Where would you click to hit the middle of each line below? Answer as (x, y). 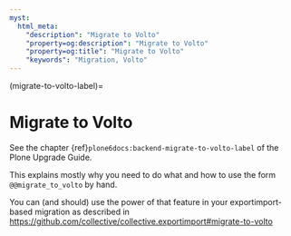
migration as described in (82, 211)
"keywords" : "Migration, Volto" (87, 60)
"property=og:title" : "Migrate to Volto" (105, 52)
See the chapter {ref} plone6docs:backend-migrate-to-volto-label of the (144, 147)
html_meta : (38, 26)
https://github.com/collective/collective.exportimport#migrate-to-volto (141, 221)
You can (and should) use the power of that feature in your (119, 202)
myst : (19, 18)
